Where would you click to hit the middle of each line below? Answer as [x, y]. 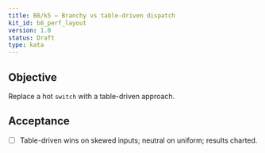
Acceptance [39, 121]
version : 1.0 [30, 30]
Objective [33, 77]
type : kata [26, 45]
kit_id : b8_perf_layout [48, 23]
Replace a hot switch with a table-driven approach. [92, 96]
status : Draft [32, 38]
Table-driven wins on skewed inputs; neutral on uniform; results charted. [138, 140]
